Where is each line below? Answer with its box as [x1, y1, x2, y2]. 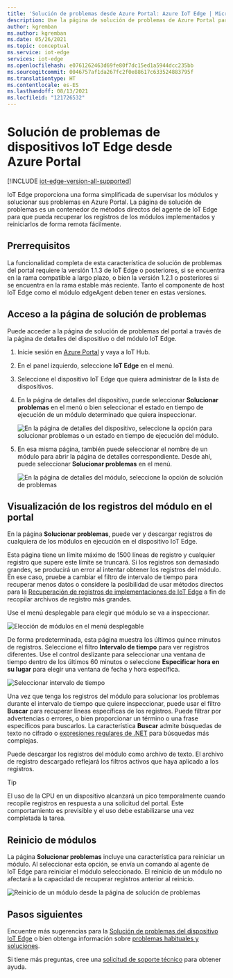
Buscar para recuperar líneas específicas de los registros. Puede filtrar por [7, 707, 222, 716]
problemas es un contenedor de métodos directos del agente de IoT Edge [7, 205, 218, 213]
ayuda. [7, 963, 27, 971]
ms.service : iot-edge [7, 49, 70, 56]
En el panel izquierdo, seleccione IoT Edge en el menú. [17, 361, 175, 370]
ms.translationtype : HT [7, 74, 76, 82]
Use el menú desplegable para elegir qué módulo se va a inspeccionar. [7, 608, 210, 617]
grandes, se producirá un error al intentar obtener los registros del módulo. [7, 565, 221, 574]
